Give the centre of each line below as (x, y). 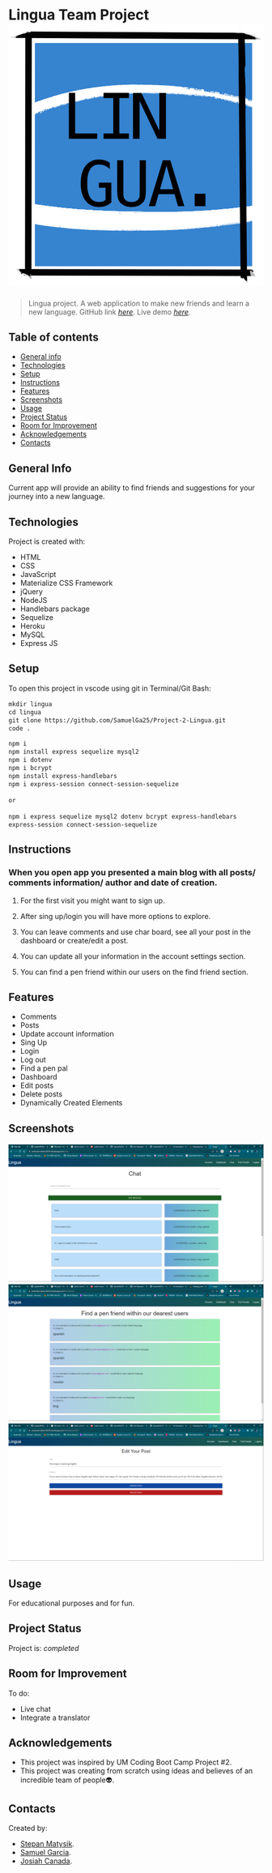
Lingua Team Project (79, 15)
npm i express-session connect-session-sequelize (94, 784)
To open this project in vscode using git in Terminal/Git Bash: (110, 688)
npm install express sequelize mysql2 (74, 751)
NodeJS (34, 601)
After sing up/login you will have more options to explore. (115, 916)
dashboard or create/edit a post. (74, 940)
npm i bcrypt (30, 768)
